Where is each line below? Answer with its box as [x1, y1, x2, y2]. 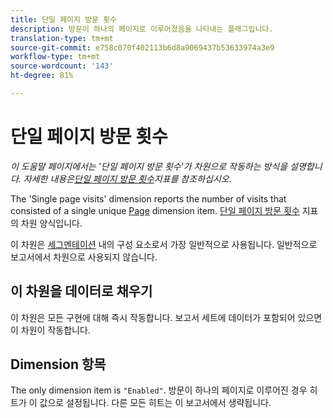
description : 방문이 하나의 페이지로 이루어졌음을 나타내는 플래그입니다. [10, 24, 274, 34]
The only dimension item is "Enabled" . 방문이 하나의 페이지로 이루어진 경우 [10, 384, 308, 396]
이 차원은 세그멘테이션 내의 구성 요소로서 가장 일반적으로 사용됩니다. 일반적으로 [10, 238, 318, 250]
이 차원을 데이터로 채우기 [10, 283, 153, 300]
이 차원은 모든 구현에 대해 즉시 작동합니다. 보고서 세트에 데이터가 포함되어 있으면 [10, 311, 323, 323]
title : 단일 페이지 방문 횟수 [10, 14, 118, 25]
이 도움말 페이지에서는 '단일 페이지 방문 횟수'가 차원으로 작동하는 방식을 [10, 160, 288, 172]
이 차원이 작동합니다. [10, 324, 91, 336]
